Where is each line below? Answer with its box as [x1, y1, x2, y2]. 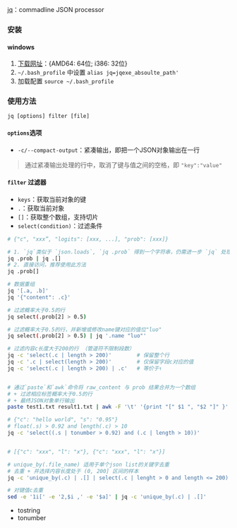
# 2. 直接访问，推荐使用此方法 [7, 261, 87, 269]
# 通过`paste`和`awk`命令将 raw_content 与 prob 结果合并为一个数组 [7, 383, 196, 391]
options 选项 [7, 128, 42, 137]
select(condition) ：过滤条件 [17, 221, 103, 230]
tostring [17, 506, 41, 515]
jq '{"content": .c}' [7, 294, 71, 301]
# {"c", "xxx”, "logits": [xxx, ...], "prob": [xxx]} [7, 235, 169, 243]
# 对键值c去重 [7, 487, 44, 494]
